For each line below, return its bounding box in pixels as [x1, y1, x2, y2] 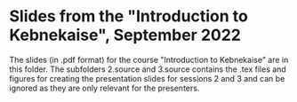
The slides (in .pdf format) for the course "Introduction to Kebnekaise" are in [9, 54, 289, 65]
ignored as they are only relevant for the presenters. [9, 82, 200, 93]
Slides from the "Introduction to [9, 6, 249, 27]
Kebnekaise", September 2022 [9, 25, 242, 45]
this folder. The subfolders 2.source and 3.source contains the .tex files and [9, 64, 286, 75]
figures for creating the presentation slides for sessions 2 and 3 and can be [9, 73, 285, 83]
